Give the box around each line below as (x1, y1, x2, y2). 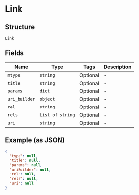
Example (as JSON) (5, 136, 65, 145)
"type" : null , (9, 153, 38, 158)
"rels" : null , (9, 176, 38, 181)
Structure (5, 23, 35, 31)
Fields (5, 49, 24, 57)
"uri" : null (9, 181, 34, 186)
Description (103, 64, 132, 70)
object (40, 96, 55, 102)
